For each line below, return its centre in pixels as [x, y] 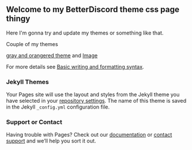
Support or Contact [34, 122]
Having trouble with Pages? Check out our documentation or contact [89, 135]
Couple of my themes [32, 44]
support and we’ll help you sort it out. [51, 141]
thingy [18, 19]
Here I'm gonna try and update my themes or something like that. [85, 33]
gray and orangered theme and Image [52, 55]
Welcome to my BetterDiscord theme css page [93, 10]
